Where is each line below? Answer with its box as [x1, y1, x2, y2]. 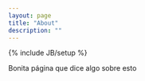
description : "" [8, 26, 62, 34]
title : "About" [8, 19, 59, 27]
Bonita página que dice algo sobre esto [8, 64, 137, 73]
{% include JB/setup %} [8, 48, 88, 58]
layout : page [8, 11, 52, 20]
